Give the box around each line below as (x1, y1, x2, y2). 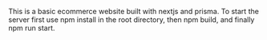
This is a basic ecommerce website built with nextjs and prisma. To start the (8, 7, 259, 16)
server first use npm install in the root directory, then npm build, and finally (8, 15, 255, 24)
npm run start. (8, 24, 55, 32)
